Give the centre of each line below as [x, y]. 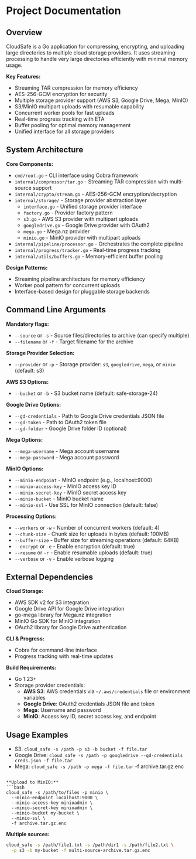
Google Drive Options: [34, 404]
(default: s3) [29, 370]
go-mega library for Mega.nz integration [63, 615]
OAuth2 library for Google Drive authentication [71, 628]
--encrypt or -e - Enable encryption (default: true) [75, 546]
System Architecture [45, 150]
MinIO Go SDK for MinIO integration [57, 621]
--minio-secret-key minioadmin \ [52, 808]
